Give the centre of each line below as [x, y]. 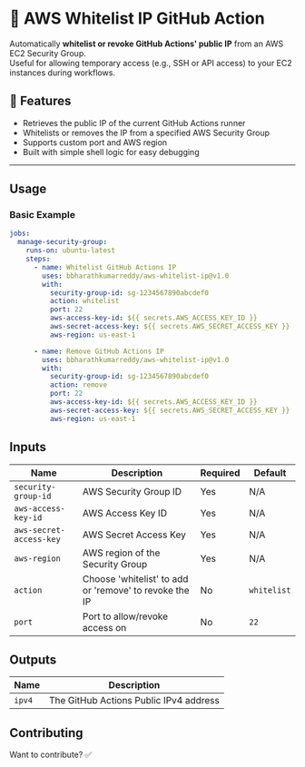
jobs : [20, 234]
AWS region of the [121, 553]
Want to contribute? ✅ [51, 755]
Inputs [28, 447]
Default [270, 473]
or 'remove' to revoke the [136, 590]
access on [104, 627]
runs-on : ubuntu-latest [71, 251]
